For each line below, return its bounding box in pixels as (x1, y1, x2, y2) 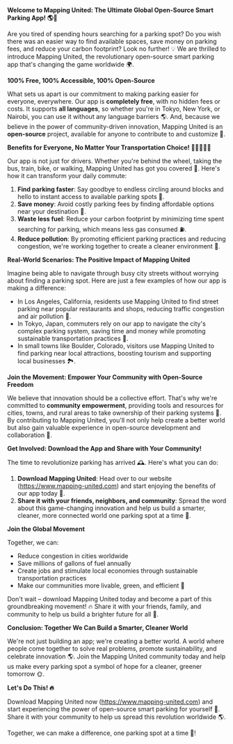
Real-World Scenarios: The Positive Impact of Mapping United (7, 255, 191, 264)
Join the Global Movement (7, 525, 86, 533)
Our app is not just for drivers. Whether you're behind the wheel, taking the (7, 157, 223, 165)
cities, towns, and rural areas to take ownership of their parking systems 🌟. (7, 409, 222, 417)
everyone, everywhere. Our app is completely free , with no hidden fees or (7, 97, 221, 105)
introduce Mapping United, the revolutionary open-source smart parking (7, 52, 214, 61)
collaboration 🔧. (7, 431, 52, 439)
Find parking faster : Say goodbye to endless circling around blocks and (17, 185, 224, 193)
